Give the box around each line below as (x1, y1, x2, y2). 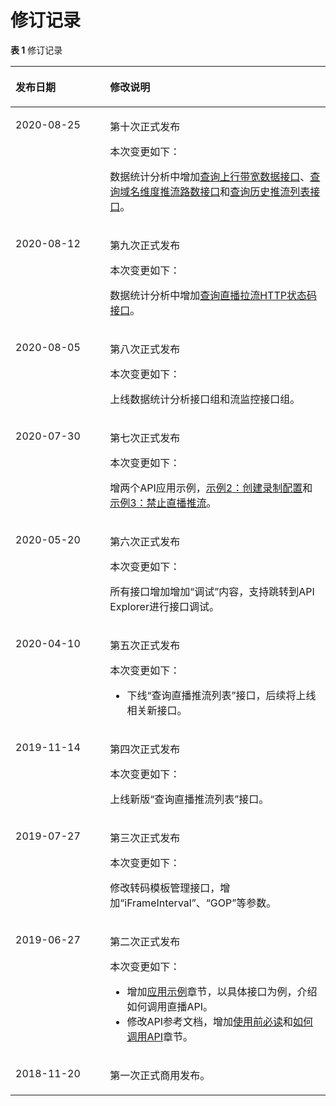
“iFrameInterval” (119, 896, 197, 910)
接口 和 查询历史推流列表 (199, 184, 311, 198)
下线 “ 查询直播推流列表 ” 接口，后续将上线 (126, 688, 317, 702)
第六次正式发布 (109, 534, 181, 548)
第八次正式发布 (109, 342, 181, 356)
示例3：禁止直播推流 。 (109, 496, 217, 510)
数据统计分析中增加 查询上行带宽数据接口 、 (109, 169, 311, 183)
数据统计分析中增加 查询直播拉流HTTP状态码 (109, 288, 317, 302)
